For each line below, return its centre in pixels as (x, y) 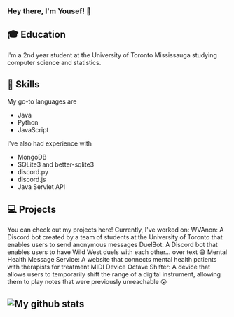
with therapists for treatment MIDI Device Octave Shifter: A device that (109, 267)
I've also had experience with (50, 143)
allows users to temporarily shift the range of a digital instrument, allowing (114, 274)
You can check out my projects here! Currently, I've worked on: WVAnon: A (116, 230)
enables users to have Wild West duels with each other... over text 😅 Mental (117, 252)
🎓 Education (37, 35)
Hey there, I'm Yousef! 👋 (49, 11)
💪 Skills (23, 84)
